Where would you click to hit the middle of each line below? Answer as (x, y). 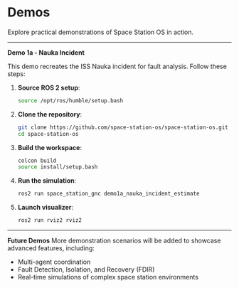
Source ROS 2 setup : (49, 87)
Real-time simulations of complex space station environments (108, 277)
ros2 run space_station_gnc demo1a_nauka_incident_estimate (108, 194)
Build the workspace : (49, 147)
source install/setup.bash (58, 167)
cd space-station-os (48, 134)
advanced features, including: (51, 248)
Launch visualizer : (45, 208)
